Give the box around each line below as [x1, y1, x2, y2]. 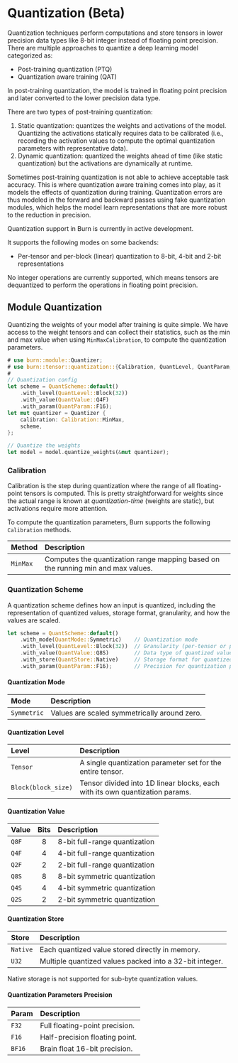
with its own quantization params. [79, 787, 191, 797]
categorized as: [7, 51, 53, 60]
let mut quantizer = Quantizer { [7, 409, 106, 416]
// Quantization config [7, 377, 78, 384]
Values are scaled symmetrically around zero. [50, 708, 203, 718]
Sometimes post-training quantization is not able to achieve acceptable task [7, 173, 229, 181]
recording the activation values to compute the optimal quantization [17, 136, 215, 145]
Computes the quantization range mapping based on [45, 554, 220, 564]
